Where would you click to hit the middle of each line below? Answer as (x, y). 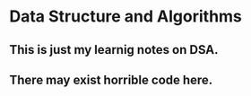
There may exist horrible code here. (111, 79)
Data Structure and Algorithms (125, 17)
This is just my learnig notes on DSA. (114, 50)
